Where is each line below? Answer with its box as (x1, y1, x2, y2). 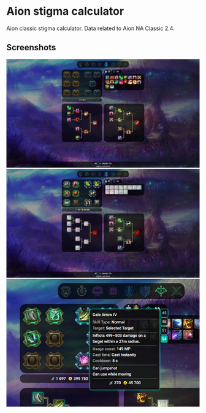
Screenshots (6, 42, 56, 53)
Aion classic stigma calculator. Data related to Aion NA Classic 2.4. (6, 25, 175, 32)
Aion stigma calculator (6, 4, 124, 18)
